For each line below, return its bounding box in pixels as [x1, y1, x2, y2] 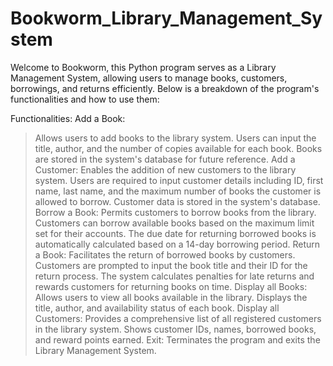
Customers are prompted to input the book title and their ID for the [34, 259, 308, 271]
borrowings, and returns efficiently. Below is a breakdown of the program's [10, 82, 320, 94]
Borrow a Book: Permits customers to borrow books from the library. [34, 206, 317, 218]
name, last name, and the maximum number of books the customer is [34, 185, 322, 197]
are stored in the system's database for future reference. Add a [34, 153, 296, 165]
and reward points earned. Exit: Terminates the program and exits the [34, 333, 321, 346]
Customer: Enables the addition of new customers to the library [34, 163, 297, 176]
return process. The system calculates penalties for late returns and [34, 270, 315, 282]
